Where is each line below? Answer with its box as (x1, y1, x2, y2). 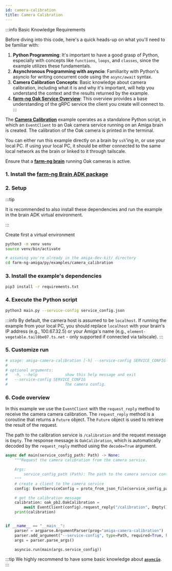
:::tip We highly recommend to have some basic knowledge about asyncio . (5, 556, 162, 562)
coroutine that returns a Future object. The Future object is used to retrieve (5, 416, 164, 423)
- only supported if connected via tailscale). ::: (66, 333, 164, 339)
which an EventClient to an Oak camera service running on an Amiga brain (5, 122, 164, 128)
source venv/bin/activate (5, 246, 60, 252)
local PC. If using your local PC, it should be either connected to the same (5, 142, 161, 149)
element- (127, 329, 146, 334)
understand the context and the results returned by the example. (12, 90, 149, 96)
